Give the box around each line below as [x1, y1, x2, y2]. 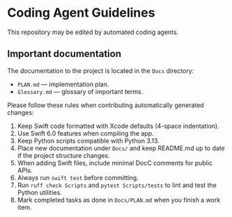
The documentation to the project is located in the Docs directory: [7, 66, 194, 74]
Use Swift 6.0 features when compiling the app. [17, 129, 155, 137]
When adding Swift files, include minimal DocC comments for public [17, 159, 213, 167]
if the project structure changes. [17, 151, 110, 159]
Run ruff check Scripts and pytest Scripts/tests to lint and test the [17, 181, 217, 189]
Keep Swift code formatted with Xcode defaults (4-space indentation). [17, 122, 219, 130]
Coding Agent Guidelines [7, 5, 155, 21]
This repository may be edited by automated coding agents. [7, 28, 179, 36]
